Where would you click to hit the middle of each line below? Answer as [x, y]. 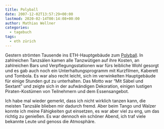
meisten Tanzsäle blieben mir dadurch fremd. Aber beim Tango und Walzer [81, 106]
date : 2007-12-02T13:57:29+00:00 [39, 14]
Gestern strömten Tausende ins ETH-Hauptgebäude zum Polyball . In [74, 55]
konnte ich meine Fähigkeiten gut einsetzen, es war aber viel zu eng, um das [82, 111]
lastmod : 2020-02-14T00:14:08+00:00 [42, 18]
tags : [11, 37]
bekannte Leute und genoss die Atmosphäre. [50, 121]
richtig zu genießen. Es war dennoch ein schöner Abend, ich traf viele [75, 116]
